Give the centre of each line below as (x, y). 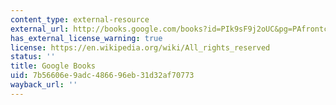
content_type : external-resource (80, 19)
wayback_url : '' (44, 85)
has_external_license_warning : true (86, 38)
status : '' (33, 57)
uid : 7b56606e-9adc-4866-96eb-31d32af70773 (102, 76)
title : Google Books (53, 66)
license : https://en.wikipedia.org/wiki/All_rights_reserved (140, 47)
